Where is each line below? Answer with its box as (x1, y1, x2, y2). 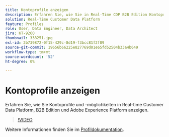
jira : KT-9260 (5, 31, 35, 36)
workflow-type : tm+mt (5, 49, 51, 54)
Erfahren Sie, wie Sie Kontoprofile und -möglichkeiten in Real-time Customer (5, 102, 164, 108)
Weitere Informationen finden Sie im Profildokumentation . (5, 126, 124, 132)
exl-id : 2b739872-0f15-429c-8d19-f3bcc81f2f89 (5, 40, 105, 45)
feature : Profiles (5, 21, 44, 27)
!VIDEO (17, 117, 33, 123)
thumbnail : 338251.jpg (5, 36, 53, 41)
